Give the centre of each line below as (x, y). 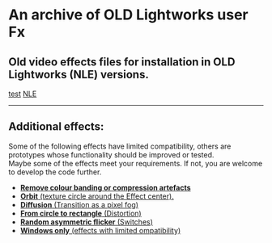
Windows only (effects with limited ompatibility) (100, 230)
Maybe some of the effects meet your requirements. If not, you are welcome (136, 163)
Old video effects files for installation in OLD (122, 62)
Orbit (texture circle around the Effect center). (97, 196)
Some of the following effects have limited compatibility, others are (120, 146)
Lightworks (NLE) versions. (79, 74)
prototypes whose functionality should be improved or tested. (111, 154)
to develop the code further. (55, 172)
